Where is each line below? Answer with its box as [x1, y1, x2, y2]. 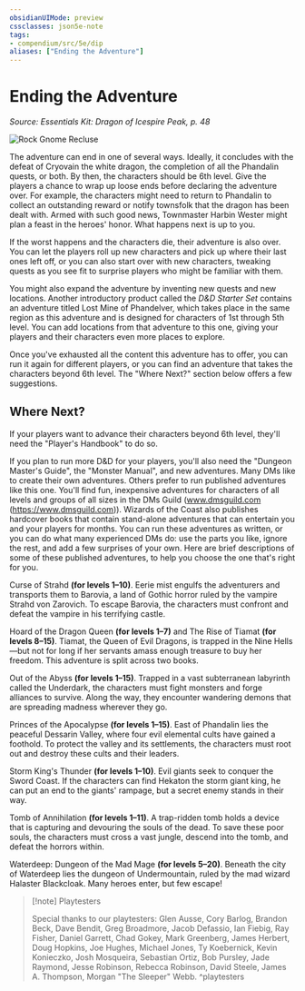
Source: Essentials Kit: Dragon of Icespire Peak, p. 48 [9, 116, 211, 127]
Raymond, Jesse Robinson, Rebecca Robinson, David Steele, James [31, 961, 287, 972]
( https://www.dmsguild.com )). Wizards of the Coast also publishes [9, 503, 259, 514]
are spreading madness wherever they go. [9, 701, 168, 712]
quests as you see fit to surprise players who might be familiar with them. [9, 265, 284, 277]
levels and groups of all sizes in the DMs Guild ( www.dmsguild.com [9, 494, 261, 505]
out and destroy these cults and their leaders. [9, 748, 180, 758]
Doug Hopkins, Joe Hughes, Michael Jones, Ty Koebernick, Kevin [31, 942, 278, 953]
